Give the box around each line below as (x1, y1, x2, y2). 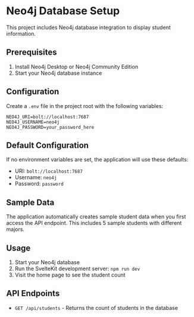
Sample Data (6, 197, 55, 207)
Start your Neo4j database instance (14, 69, 102, 77)
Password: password (14, 180, 64, 188)
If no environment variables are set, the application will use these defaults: (6, 156, 189, 163)
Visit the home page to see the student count (14, 271, 126, 278)
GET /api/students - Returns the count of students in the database (14, 304, 179, 311)
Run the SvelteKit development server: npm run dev (14, 265, 140, 272)
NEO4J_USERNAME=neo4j (6, 119, 60, 125)
